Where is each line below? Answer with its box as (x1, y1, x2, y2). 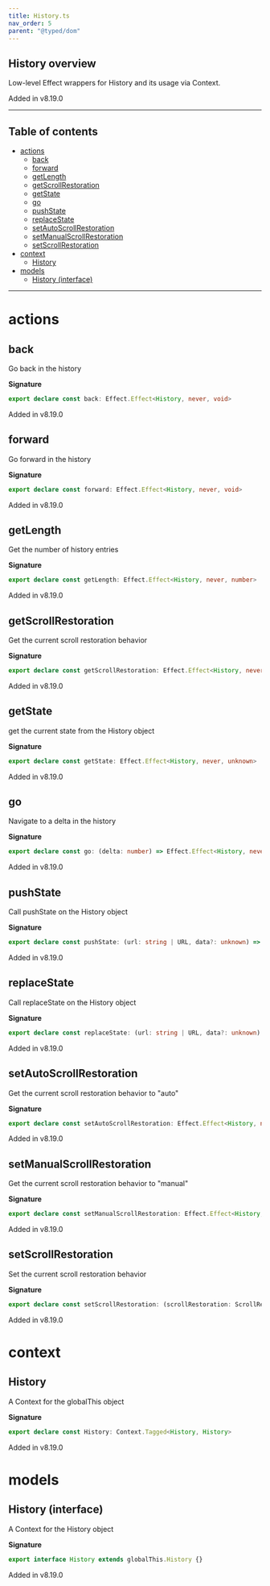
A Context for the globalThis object (8, 1397, 125, 1406)
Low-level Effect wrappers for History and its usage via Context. (8, 78, 221, 88)
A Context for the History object (8, 1524, 114, 1534)
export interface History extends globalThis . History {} (8, 1555, 203, 1563)
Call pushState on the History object (8, 907, 129, 917)
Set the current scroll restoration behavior (8, 1269, 147, 1279)
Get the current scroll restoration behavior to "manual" (8, 1179, 189, 1188)
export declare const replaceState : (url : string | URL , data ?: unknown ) (8, 1029, 261, 1037)
